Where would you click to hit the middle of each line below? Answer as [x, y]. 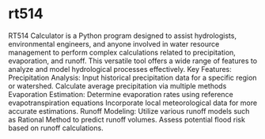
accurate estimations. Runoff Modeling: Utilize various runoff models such [129, 111]
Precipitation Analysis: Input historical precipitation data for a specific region [132, 77]
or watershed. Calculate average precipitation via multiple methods [117, 86]
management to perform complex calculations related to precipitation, [122, 52]
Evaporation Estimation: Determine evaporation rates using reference [121, 94]
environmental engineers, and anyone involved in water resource [114, 43]
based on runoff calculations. [56, 128]
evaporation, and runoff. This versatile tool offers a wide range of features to [133, 61]
